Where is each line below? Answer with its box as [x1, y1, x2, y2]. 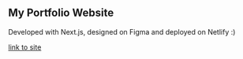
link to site [8, 42, 42, 52]
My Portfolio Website [8, 6, 114, 20]
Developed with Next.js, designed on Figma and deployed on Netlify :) [8, 27, 236, 36]
